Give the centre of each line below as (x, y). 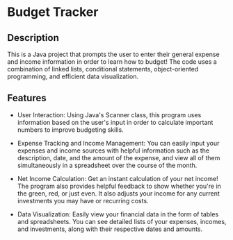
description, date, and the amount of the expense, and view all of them (119, 157)
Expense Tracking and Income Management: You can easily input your (118, 143)
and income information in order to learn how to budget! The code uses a (112, 62)
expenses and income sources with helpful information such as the (113, 151)
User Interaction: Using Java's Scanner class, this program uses (109, 114)
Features (27, 98)
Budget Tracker (53, 12)
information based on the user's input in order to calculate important (115, 122)
